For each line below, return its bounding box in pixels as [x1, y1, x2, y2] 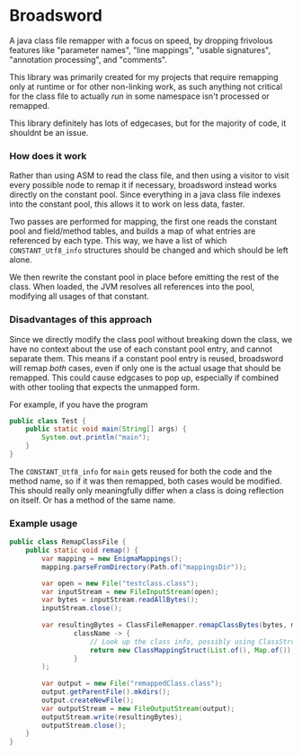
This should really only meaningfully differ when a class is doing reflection [9, 484, 285, 495]
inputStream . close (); [41, 604, 123, 613]
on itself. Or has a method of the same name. [9, 494, 176, 505]
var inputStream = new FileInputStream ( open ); [41, 587, 219, 596]
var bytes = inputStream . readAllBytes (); [41, 595, 200, 605]
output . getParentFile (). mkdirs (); [41, 688, 171, 697]
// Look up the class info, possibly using [89, 637, 255, 646]
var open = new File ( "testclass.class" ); [41, 579, 200, 588]
